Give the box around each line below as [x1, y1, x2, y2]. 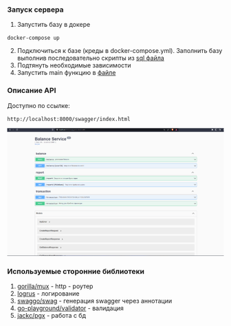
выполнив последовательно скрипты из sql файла [16, 54, 165, 63]
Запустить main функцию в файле [16, 69, 116, 77]
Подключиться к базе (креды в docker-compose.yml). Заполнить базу [16, 47, 223, 55]
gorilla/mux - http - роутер [16, 282, 93, 290]
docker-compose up [7, 34, 60, 42]
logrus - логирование [16, 289, 80, 297]
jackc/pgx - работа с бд [16, 311, 87, 319]
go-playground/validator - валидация [16, 304, 124, 312]
